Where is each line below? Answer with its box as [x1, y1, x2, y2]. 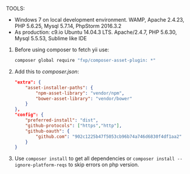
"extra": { [14, 79, 41, 85]
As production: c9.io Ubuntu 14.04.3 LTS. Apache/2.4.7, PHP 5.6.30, [14, 29, 177, 36]
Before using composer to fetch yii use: [14, 46, 110, 53]
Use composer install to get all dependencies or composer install [14, 155, 175, 162]
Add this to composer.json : [14, 68, 79, 75]
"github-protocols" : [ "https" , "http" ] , [25, 123, 122, 128]
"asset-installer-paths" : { [25, 85, 93, 91]
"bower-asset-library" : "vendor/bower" [36, 96, 132, 102]
